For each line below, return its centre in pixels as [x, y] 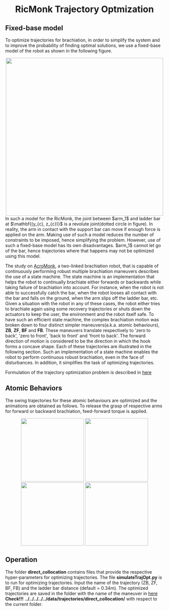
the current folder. [24, 604]
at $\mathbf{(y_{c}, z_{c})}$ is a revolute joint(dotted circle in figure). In [79, 224]
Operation [21, 560]
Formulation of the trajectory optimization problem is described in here [78, 372]
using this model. [23, 256]
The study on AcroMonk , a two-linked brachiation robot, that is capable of [82, 266]
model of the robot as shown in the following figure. [59, 51]
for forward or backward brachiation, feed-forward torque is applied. [76, 411]
